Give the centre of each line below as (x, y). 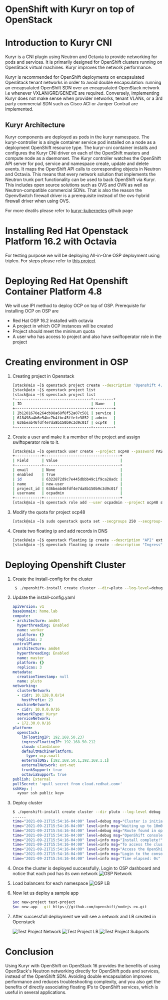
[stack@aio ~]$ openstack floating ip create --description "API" (83, 540)
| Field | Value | (67, 461)
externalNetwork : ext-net (49, 765)
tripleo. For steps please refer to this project (50, 261)
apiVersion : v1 (28, 607)
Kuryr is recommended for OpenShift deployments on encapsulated (75, 77)
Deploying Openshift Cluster (65, 565)
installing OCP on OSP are (32, 311)
